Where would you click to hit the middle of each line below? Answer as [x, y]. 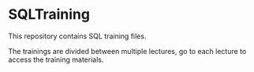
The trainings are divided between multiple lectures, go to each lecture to [127, 51]
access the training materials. [56, 59]
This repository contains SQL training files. [77, 36]
